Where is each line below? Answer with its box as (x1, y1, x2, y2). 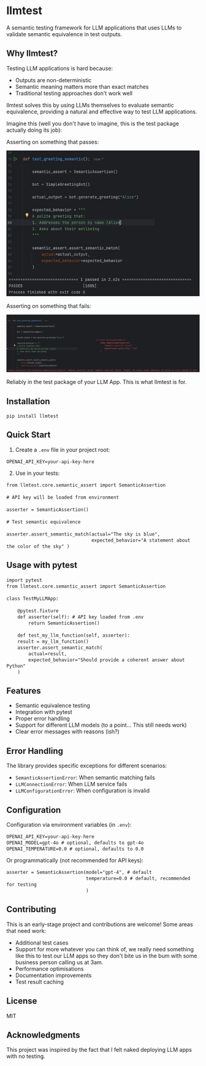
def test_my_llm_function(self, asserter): (17, 632, 131, 638)
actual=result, (28, 651, 67, 657)
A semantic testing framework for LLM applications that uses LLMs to (6, 24, 182, 31)
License (6, 996, 37, 1007)
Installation (6, 396, 50, 407)
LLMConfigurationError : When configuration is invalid (15, 787, 150, 794)
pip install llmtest (6, 413, 59, 419)
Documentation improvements (15, 972, 92, 979)
